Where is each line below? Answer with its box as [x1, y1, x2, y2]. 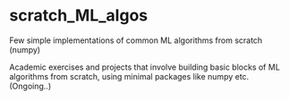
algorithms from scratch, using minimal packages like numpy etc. [9, 71, 250, 81]
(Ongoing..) [9, 80, 52, 91]
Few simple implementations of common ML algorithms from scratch [9, 35, 263, 46]
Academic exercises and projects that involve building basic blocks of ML [9, 62, 280, 72]
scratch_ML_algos [9, 5, 149, 26]
